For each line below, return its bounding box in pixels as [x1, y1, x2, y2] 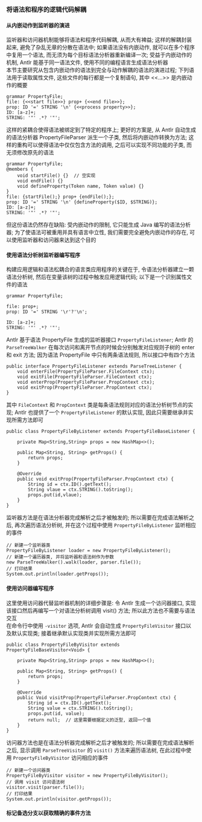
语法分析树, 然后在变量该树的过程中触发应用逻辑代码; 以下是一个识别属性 [6, 274, 187, 281]
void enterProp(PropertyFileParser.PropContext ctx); [17, 380, 155, 386]
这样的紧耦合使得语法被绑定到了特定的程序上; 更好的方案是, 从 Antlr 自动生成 [6, 126, 197, 134]
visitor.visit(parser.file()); [6, 784, 85, 791]
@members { [6, 166, 34, 173]
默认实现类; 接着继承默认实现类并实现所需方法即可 [11, 630, 137, 637]
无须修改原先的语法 [6, 149, 54, 156]
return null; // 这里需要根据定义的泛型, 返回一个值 [28, 717, 151, 723]
